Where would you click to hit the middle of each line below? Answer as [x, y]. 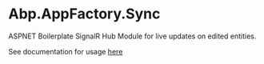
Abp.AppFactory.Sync [84, 14]
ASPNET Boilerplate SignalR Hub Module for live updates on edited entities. [132, 36]
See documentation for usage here [66, 51]
